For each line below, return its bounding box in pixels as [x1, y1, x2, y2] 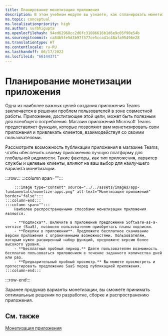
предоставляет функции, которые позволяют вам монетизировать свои [5, 124, 159, 130]
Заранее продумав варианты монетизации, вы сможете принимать [5, 286, 150, 293]
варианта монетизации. [5, 166, 56, 172]
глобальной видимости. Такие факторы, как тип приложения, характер [5, 155, 157, 161]
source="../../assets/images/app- [67, 185, 140, 190]
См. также [5, 311, 40, 320]
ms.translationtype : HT [5, 40, 55, 45]
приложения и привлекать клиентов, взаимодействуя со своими [5, 129, 144, 135]
